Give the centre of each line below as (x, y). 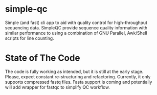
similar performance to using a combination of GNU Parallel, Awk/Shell (76, 33)
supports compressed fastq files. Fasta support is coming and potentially (79, 82)
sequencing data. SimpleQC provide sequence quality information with (76, 27)
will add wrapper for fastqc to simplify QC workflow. (57, 87)
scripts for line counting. (30, 38)
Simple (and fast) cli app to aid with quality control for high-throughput (76, 23)
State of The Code (43, 58)
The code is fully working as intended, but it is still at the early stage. (74, 71)
